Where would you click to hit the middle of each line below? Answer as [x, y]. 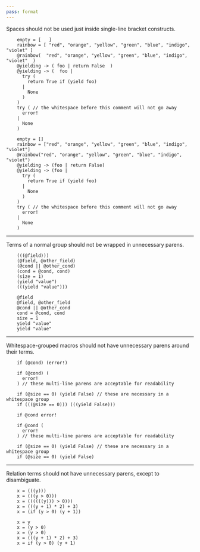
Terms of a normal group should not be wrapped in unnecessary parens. [95, 244]
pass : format [22, 12]
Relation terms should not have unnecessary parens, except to [83, 473]
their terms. [20, 352]
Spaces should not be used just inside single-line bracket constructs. [91, 29]
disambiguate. [24, 480]
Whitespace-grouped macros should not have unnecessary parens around [98, 345]
